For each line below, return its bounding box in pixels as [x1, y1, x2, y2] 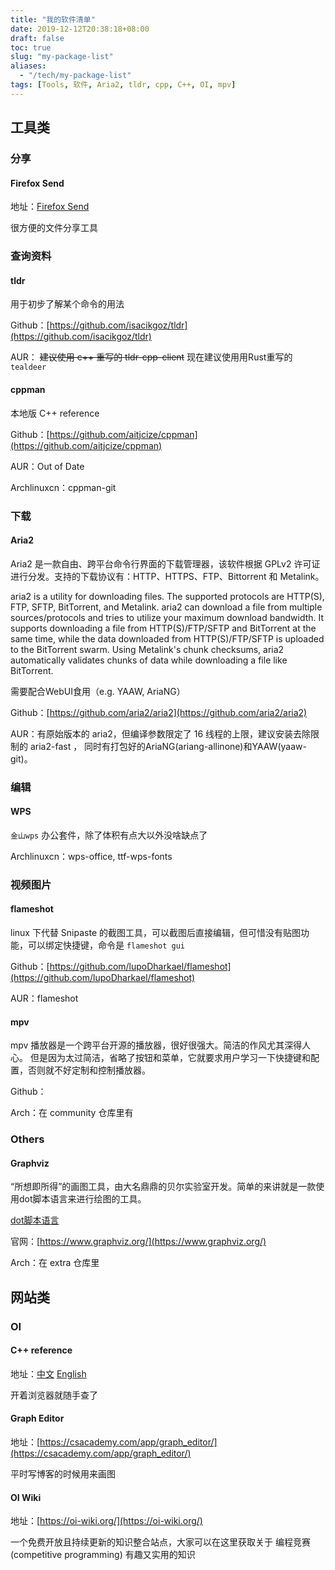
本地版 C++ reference [10, 407, 100, 419]
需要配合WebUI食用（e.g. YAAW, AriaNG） [10, 685, 186, 697]
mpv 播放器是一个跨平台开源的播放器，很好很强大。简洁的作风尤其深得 [10, 1039, 303, 1051]
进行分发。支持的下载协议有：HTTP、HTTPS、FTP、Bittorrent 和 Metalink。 [10, 570, 325, 582]
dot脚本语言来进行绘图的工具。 [18, 1193, 147, 1205]
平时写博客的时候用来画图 [10, 1468, 116, 1480]
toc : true [10, 42, 52, 53]
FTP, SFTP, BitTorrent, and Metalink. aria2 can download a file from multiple [10, 601, 323, 613]
